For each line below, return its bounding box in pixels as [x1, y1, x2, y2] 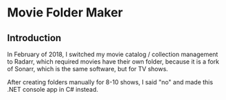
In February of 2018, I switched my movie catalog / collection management [7, 50, 218, 58]
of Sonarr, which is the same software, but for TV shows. [7, 65, 168, 73]
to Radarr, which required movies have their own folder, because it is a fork [7, 58, 220, 66]
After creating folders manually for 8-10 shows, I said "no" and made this [7, 78, 214, 86]
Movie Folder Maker [7, 5, 124, 21]
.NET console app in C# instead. [7, 86, 98, 93]
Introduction [7, 32, 62, 44]
